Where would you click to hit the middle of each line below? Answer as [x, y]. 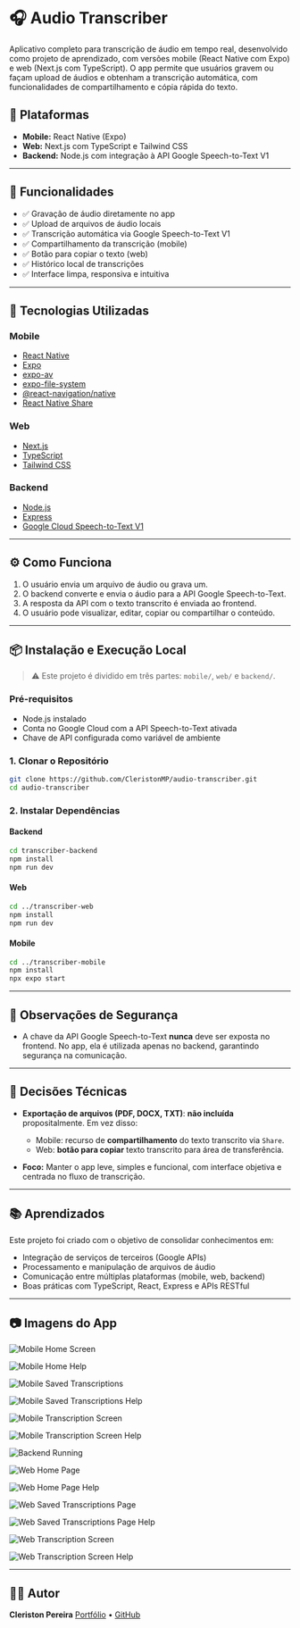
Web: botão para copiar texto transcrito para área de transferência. [159, 1149]
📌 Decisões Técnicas [68, 1092]
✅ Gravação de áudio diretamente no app [99, 213]
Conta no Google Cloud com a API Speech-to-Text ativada [129, 728]
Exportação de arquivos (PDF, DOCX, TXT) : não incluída [128, 1113]
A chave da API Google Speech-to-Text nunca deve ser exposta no [146, 1037]
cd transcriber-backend [54, 850]
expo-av [37, 375]
